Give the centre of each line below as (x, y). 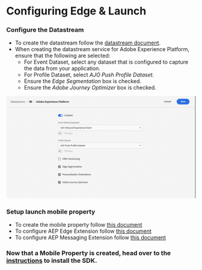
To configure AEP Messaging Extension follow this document (90, 238)
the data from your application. (62, 69)
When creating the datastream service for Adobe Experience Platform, (102, 49)
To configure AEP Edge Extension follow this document (83, 231)
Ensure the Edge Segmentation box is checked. (83, 81)
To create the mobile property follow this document (78, 225)
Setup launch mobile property (51, 212)
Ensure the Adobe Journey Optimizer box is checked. (90, 88)
